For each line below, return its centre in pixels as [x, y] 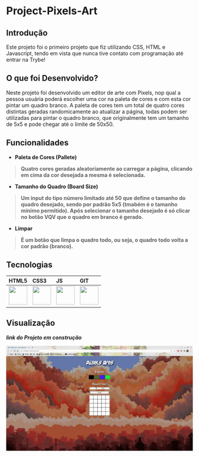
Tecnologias [29, 265]
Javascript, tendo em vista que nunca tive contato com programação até [95, 53]
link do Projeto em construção [44, 337]
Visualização [31, 323]
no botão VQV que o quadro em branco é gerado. [82, 217]
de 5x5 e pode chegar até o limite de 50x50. [60, 124]
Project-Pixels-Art [52, 11]
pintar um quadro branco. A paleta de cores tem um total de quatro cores [95, 105]
